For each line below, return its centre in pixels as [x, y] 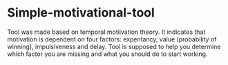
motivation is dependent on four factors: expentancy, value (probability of [112, 39]
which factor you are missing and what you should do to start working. [107, 54]
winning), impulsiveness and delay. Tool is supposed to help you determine [114, 46]
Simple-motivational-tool [81, 13]
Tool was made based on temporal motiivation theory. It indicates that [106, 32]
